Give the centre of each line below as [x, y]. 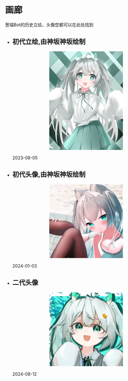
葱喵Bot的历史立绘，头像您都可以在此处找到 [50, 25]
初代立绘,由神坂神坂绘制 [49, 42]
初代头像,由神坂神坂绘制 [49, 175]
